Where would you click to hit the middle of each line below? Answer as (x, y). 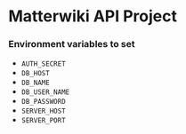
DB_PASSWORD (43, 102)
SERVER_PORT (43, 121)
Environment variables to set (72, 44)
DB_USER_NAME (45, 92)
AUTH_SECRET (43, 64)
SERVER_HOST (43, 111)
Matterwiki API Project (93, 16)
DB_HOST (35, 74)
